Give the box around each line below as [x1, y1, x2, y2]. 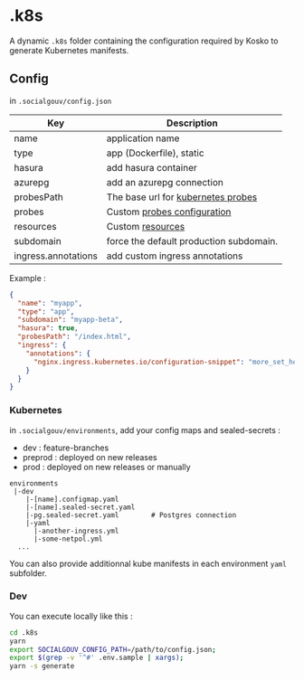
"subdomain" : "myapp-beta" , [17, 316, 124, 325]
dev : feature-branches [22, 442, 109, 453]
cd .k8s [9, 628, 39, 637]
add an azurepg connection [106, 175, 223, 188]
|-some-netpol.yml [33, 534, 103, 543]
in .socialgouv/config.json [9, 95, 112, 106]
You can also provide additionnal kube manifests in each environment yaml [9, 558, 287, 569]
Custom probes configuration [106, 205, 232, 218]
